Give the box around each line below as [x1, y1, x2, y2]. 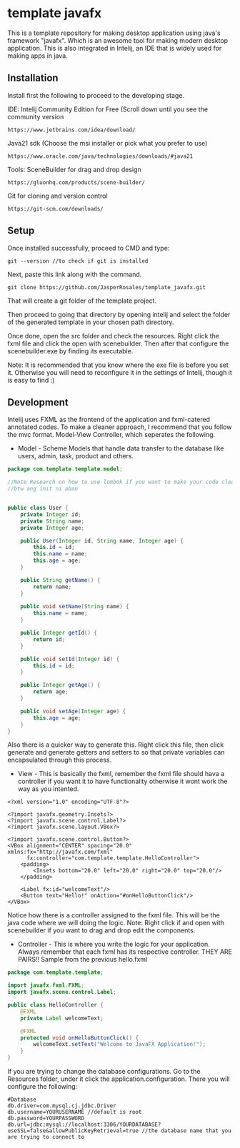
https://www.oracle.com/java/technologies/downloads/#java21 [7, 152, 194, 160]
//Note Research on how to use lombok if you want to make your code [7, 478, 219, 486]
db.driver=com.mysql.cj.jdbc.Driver [7, 1102, 116, 1109]
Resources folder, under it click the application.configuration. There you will [7, 1074, 230, 1083]
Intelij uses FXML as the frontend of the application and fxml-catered [7, 416, 211, 424]
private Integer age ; [20, 524, 84, 531]
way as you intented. [17, 785, 79, 793]
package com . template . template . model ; [7, 465, 123, 473]
